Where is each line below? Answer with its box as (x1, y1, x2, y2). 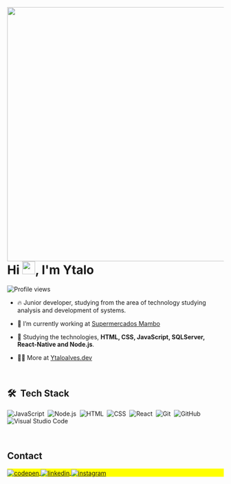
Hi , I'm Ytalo (7, 262, 94, 278)
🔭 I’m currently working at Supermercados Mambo (16, 319, 160, 327)
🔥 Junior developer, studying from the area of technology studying (16, 298, 206, 306)
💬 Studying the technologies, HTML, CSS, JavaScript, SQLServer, (16, 332, 205, 341)
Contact (7, 450, 43, 461)
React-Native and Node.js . (16, 340, 95, 348)
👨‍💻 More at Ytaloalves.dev (16, 353, 93, 361)
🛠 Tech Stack (7, 387, 70, 399)
